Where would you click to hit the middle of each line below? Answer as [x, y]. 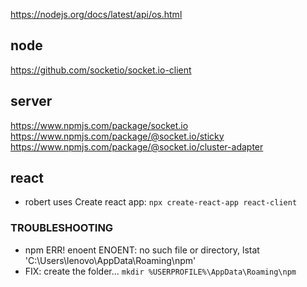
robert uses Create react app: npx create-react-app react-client [161, 202]
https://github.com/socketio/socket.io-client [101, 70]
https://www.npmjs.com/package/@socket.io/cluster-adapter [137, 146]
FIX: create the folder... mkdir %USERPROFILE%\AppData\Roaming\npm [160, 271]
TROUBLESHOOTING [62, 228]
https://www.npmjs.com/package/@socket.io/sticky [117, 136]
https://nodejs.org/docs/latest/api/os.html [96, 14]
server [31, 101]
